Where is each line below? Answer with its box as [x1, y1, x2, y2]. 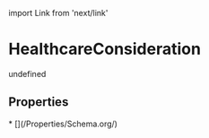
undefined [8, 68, 47, 79]
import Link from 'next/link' [8, 8, 109, 18]
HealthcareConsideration [8, 39, 201, 59]
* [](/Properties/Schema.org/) [8, 118, 118, 129]
